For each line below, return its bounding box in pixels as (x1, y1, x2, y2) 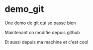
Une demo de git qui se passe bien (4, 20, 76, 26)
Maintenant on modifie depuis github (4, 29, 80, 35)
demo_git (4, 3, 44, 15)
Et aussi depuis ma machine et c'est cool (4, 39, 89, 45)
